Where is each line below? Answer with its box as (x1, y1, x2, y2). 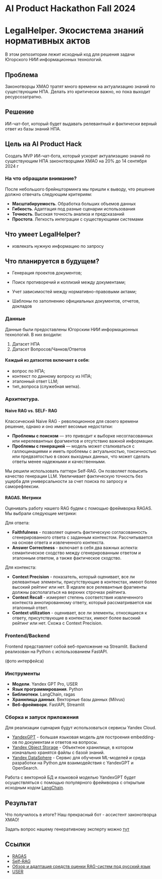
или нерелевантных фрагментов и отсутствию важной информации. (12, 438, 154, 444)
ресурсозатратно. (5, 94, 43, 99)
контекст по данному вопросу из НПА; (12, 373, 92, 379)
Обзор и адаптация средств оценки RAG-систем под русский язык (12, 863, 151, 869)
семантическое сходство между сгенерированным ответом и (12, 550, 141, 556)
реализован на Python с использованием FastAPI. (5, 648, 108, 655)
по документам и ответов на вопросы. (18, 739, 98, 745)
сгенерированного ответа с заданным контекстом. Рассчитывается (12, 534, 153, 541)
